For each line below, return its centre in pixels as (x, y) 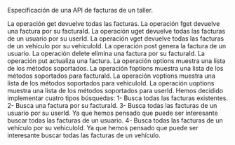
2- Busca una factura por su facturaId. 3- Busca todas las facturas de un (112, 105)
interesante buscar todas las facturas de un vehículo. (84, 135)
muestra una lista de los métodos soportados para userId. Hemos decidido (115, 91)
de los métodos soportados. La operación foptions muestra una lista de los (115, 68)
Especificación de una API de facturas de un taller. (80, 10)
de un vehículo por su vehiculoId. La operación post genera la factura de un (117, 46)
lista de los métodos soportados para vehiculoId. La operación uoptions (111, 83)
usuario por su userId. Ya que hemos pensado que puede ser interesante (113, 113)
